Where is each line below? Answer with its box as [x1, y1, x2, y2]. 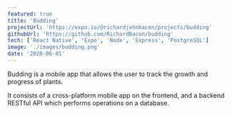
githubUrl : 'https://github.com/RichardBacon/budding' [7, 30, 174, 38]
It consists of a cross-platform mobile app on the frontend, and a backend [7, 90, 225, 100]
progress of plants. [7, 77, 63, 85]
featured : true [7, 10, 53, 18]
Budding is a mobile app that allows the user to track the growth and [7, 69, 208, 78]
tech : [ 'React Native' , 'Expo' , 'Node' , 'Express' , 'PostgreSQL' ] [7, 37, 209, 44]
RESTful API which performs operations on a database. [7, 98, 169, 107]
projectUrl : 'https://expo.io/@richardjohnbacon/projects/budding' [7, 24, 213, 31]
